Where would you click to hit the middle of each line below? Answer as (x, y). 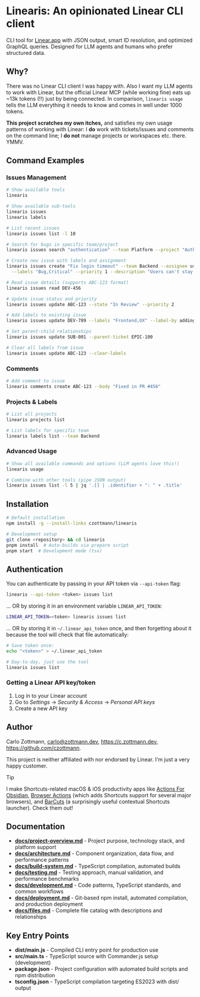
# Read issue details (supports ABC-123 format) (68, 282)
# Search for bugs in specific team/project (62, 244)
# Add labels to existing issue (46, 315)
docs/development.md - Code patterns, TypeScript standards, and (98, 885)
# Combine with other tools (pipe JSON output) (66, 480)
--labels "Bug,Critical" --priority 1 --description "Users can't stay (102, 272)
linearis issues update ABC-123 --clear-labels (66, 353)
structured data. (26, 52)
